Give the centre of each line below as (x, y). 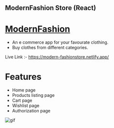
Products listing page (33, 95)
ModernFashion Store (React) (50, 8)
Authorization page (31, 111)
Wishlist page (26, 106)
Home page (24, 90)
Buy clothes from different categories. (50, 48)
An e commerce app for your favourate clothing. (60, 42)
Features (23, 77)
